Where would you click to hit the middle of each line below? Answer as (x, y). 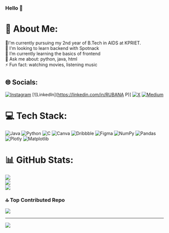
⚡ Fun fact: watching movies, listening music (51, 65)
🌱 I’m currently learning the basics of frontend (53, 53)
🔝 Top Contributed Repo (35, 200)
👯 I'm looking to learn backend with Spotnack (52, 48)
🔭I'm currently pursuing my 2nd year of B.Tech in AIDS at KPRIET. (73, 43)
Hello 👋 (14, 8)
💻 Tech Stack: (36, 116)
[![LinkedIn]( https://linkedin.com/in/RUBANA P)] (82, 94)
